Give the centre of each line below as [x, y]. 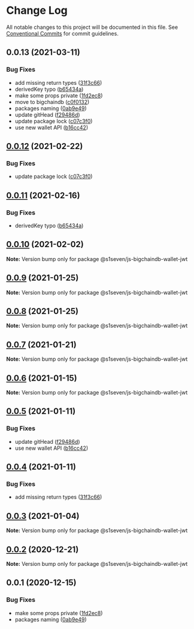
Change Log [37, 11]
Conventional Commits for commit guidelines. [62, 33]
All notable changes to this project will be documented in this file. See [92, 27]
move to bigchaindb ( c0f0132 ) [52, 102]
